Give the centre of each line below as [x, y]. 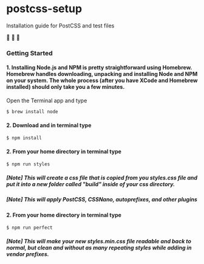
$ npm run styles [28, 164]
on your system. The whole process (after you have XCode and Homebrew [102, 80]
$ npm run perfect [29, 228]
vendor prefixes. [28, 254]
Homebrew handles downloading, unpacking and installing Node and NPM [102, 74]
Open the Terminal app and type [47, 101]
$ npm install [24, 138]
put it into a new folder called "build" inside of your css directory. [91, 184]
